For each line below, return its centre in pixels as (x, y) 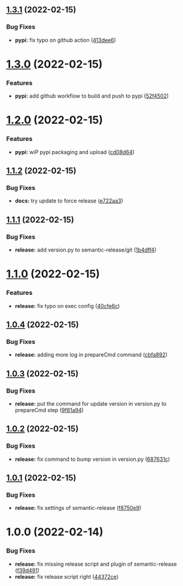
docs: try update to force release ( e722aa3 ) (69, 201)
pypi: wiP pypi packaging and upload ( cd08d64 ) (74, 152)
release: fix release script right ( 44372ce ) (66, 576)
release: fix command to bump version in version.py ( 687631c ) (92, 459)
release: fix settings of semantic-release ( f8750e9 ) (78, 508)
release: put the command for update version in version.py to (91, 403)
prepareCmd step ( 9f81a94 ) (49, 410)
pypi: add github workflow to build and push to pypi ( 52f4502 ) (92, 96)
